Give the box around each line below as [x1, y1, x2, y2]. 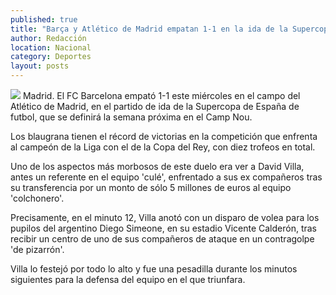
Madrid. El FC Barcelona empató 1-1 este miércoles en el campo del [22, 90, 301, 101]
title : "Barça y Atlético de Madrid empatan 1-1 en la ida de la [10, 24, 288, 34]
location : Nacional [10, 42, 92, 53]
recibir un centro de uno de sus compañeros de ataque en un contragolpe [10, 233, 315, 245]
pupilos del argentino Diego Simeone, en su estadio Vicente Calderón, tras [10, 222, 317, 234]
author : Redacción [10, 33, 87, 43]
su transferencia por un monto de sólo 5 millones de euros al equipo [10, 182, 292, 193]
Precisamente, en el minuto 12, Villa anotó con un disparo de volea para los [10, 212, 320, 223]
